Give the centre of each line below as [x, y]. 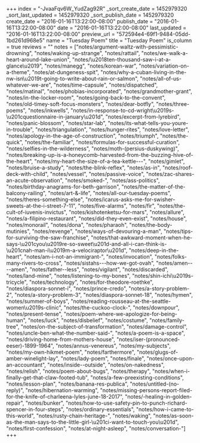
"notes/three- [173, 104]
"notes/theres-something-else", [45, 199]
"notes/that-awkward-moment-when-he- [141, 238]
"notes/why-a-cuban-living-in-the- [144, 72]
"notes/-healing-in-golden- [159, 397]
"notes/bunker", [45, 403]
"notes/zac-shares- [170, 174]
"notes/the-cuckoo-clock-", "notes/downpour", [121, 307]
